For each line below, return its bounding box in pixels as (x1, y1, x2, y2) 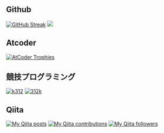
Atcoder (6, 38, 37, 48)
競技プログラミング (6, 72, 76, 82)
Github (6, 5, 32, 15)
